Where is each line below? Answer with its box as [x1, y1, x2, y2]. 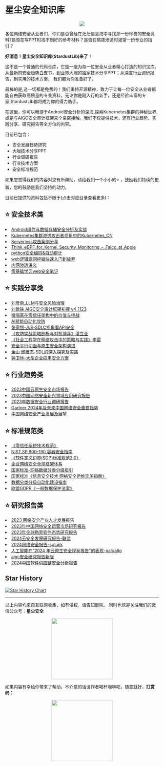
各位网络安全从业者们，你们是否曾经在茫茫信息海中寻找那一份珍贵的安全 [5, 30, 150, 37]
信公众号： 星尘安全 [5, 608, 44, 614]
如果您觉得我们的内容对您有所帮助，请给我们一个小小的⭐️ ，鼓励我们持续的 [5, 176, 155, 182]
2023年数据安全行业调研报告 [11, 399, 69, 404]
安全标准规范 [12, 166, 38, 172]
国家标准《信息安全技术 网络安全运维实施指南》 [11, 473, 106, 479]
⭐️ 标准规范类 [5, 426, 43, 435]
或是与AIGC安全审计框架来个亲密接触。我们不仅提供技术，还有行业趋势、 [5, 115, 153, 121]
